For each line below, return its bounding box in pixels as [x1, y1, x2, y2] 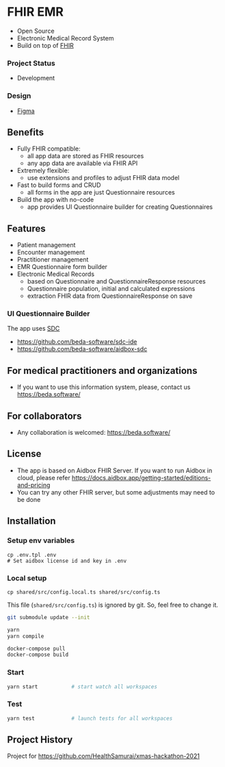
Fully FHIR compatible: [16, 144, 81, 153]
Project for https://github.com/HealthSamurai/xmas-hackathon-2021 [7, 752, 200, 760]
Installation [7, 515, 56, 527]
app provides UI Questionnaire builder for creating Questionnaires [27, 203, 213, 211]
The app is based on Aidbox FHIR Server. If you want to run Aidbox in [16, 466, 213, 475]
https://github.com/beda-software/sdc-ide [16, 338, 137, 346]
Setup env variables [7, 536, 75, 545]
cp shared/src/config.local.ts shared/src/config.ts [7, 588, 161, 596]
